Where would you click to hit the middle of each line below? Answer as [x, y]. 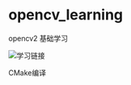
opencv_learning [66, 15]
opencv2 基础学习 [38, 38]
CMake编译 [27, 72]
